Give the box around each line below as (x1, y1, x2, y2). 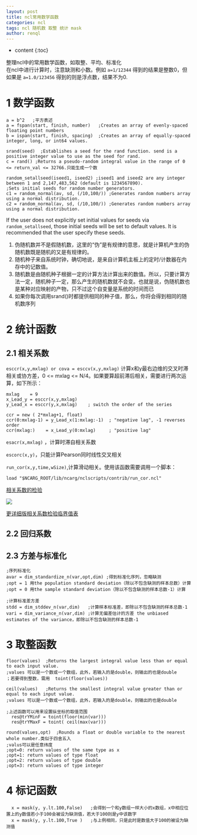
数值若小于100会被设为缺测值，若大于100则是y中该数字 (21, 811, 137, 817)
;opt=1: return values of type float (6, 753, 99, 758)
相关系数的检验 (6, 487, 42, 494)
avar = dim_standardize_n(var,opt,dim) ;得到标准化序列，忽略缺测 (6, 574, 162, 580)
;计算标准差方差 (6, 598, 40, 604)
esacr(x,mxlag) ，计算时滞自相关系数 (6, 438, 96, 445)
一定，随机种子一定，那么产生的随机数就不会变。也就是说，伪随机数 (19, 278, 185, 285)
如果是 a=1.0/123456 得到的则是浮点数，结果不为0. (6, 74, 128, 81)
